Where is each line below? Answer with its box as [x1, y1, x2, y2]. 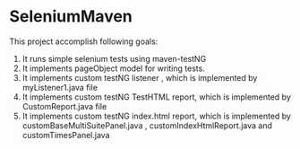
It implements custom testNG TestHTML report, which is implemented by [21, 92, 291, 102]
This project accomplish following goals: [9, 36, 159, 47]
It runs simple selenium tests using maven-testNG [21, 53, 207, 64]
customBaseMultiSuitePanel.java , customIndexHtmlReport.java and [21, 119, 273, 131]
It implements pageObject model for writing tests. [21, 63, 206, 74]
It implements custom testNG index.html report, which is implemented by [21, 110, 291, 121]
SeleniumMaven [9, 6, 133, 27]
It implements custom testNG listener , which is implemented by [21, 72, 258, 83]
